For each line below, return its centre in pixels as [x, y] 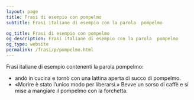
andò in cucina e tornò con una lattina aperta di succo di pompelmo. [98, 78]
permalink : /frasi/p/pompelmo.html [50, 50]
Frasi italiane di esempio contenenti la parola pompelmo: [75, 66]
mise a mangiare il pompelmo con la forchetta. [71, 91]
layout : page [22, 12]
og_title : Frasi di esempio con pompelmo [58, 33]
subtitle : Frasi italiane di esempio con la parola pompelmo [84, 22]
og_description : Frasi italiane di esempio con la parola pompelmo [92, 39]
